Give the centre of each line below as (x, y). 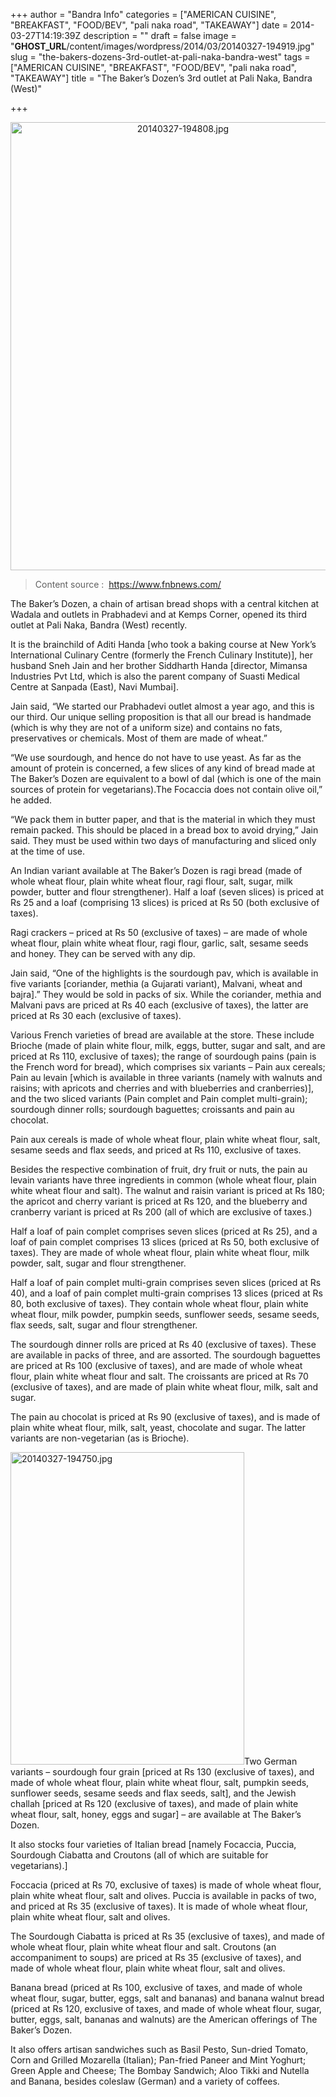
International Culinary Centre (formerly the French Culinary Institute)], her (161, 655)
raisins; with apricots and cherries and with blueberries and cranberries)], (162, 1088)
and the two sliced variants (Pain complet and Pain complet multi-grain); (159, 1098)
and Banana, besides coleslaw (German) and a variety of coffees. (145, 2081)
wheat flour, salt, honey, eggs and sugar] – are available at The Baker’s (156, 1814)
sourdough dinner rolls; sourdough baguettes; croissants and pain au (152, 1109)
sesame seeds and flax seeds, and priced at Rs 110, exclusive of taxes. (156, 1150)
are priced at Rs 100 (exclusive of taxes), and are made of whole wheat (156, 1365)
